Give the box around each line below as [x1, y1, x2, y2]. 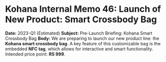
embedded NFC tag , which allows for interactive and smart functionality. [5, 46, 154, 52]
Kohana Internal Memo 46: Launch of [5, 3, 161, 15]
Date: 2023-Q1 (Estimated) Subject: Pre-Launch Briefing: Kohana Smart [5, 30, 153, 36]
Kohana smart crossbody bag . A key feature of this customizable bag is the [5, 40, 161, 46]
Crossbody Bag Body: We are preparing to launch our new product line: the [5, 35, 160, 41]
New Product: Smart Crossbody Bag [5, 14, 157, 25]
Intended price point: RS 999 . [5, 51, 65, 57]
